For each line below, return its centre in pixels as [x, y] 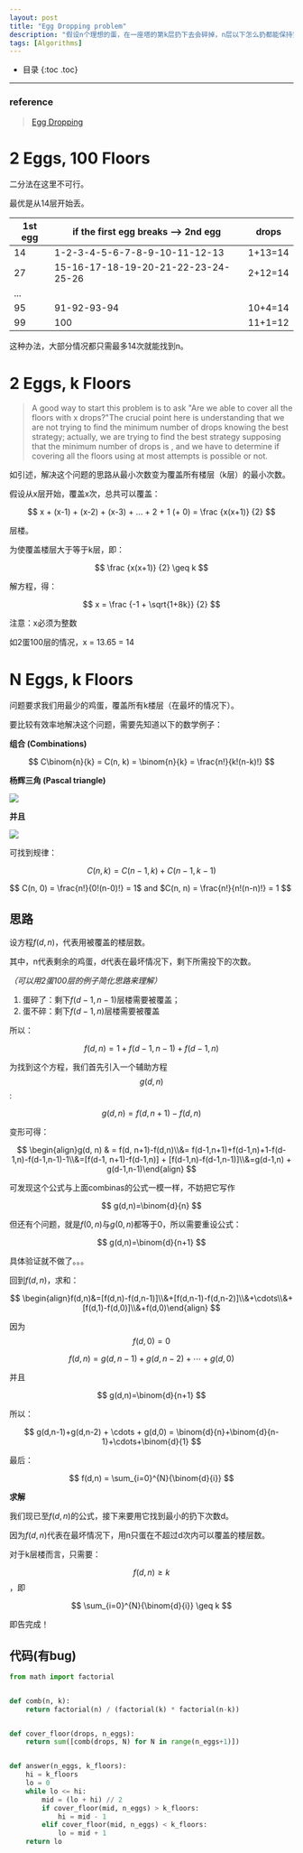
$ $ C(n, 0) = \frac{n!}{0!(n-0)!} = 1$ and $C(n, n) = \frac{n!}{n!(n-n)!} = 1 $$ [150, 888]
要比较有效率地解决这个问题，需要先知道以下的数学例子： [116, 725]
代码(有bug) [43, 1656]
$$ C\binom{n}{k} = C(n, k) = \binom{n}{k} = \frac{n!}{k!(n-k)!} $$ [151, 762]
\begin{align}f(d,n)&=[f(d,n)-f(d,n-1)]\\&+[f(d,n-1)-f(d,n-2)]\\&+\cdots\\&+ [157, 1298]
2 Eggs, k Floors [70, 383]
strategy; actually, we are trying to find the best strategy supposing [156, 437]
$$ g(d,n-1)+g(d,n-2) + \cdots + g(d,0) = [99, 1432]
